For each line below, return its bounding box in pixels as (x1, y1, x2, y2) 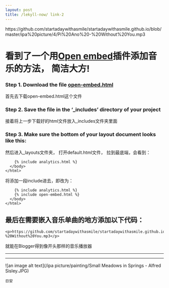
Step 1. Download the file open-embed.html (5, 81, 114, 88)
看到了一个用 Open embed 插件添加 (5, 50, 148, 62)
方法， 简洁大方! (23, 63, 90, 74)
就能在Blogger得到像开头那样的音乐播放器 (5, 243, 92, 249)
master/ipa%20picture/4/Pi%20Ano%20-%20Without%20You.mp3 (5, 31, 146, 37)
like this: (5, 137, 27, 144)
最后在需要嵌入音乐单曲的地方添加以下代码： (5, 216, 144, 224)
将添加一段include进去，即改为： (5, 177, 74, 183)
